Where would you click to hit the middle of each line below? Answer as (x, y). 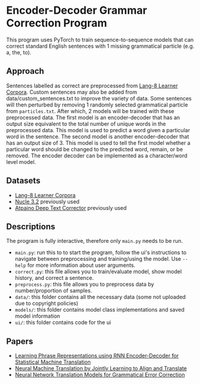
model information (37, 316)
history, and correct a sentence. (54, 278)
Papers (20, 341)
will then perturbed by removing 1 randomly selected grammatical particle (97, 105)
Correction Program (57, 23)
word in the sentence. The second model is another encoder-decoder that (98, 136)
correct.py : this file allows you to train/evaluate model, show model (98, 272)
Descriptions (31, 226)
